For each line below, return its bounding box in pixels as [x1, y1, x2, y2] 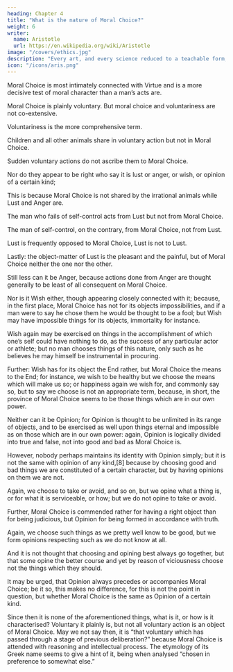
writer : [7, 29, 30, 37]
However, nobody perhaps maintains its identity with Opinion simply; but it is [7, 451, 226, 459]
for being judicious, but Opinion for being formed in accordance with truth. [7, 514, 220, 523]
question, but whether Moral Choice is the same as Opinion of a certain [7, 591, 211, 600]
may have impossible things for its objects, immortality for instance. [7, 316, 200, 324]
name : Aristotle [13, 36, 60, 43]
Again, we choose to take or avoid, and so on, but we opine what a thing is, [7, 487, 222, 495]
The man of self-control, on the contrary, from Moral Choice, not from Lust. [7, 225, 223, 233]
